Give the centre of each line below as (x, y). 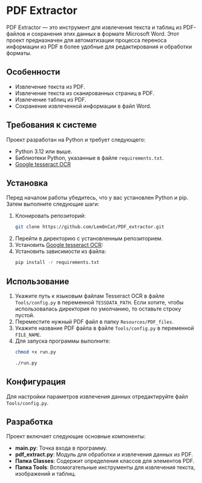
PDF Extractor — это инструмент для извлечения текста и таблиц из (94, 27)
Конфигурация (36, 382)
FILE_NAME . (28, 334)
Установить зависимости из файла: (60, 251)
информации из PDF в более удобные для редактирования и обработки (99, 47)
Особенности (33, 72)
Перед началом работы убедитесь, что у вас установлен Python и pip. (97, 198)
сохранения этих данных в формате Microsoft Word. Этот (105, 33)
